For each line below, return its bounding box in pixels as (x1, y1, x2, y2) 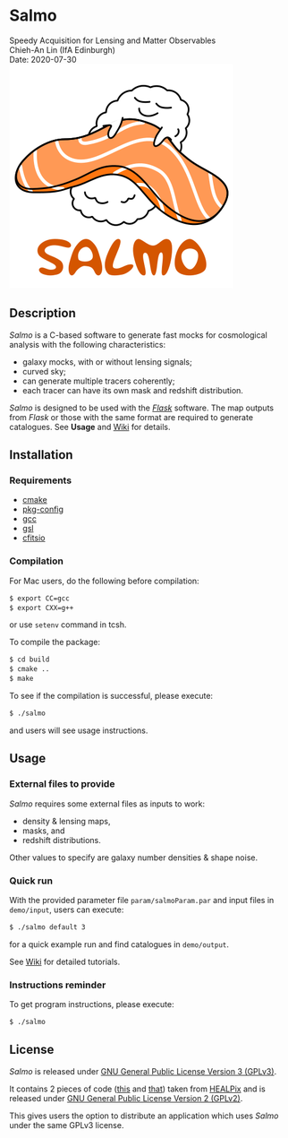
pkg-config (21, 504, 64, 515)
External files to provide (9, 778, 115, 790)
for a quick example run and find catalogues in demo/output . (9, 938, 230, 950)
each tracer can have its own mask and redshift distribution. (21, 384, 244, 395)
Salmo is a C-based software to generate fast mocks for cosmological (9, 329, 268, 341)
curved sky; (21, 366, 66, 376)
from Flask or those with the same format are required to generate (9, 411, 253, 422)
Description (9, 306, 76, 321)
